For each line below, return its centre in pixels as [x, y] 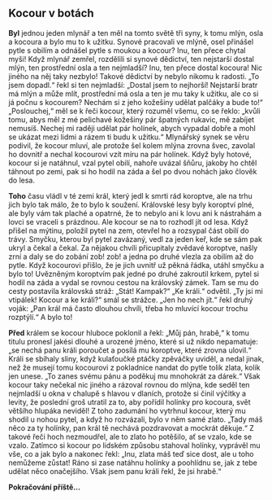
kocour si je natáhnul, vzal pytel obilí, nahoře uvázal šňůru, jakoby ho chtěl [133, 163]
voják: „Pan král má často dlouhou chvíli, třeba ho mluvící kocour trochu [128, 308]
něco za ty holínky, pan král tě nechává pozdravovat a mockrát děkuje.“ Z [131, 428]
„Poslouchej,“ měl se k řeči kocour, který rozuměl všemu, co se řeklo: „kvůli [135, 111]
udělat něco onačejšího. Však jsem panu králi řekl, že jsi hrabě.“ [115, 471]
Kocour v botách [52, 13]
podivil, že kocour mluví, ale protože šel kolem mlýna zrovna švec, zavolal [132, 145]
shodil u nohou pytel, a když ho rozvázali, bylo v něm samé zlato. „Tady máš [136, 419]
